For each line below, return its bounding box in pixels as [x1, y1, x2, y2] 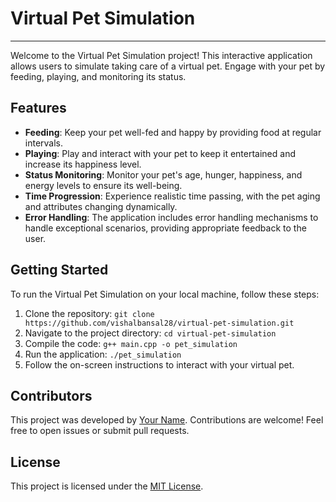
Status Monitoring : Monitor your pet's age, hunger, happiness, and [24, 168, 303, 181]
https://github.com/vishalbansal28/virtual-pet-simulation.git [24, 318, 295, 328]
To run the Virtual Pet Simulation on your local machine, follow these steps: [10, 288, 320, 300]
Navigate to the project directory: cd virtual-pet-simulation [24, 327, 277, 339]
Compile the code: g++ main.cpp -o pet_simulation [24, 337, 238, 349]
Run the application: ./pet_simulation [24, 348, 182, 360]
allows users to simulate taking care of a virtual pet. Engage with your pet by [10, 60, 326, 72]
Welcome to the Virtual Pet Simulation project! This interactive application [10, 49, 313, 61]
